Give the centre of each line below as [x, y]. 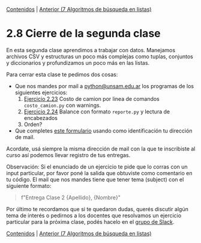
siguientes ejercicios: [41, 92]
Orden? [33, 124]
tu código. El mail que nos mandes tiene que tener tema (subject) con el [95, 179]
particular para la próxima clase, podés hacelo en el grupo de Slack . [90, 221]
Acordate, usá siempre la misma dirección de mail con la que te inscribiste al [101, 148]
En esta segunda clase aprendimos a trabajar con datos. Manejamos [91, 50]
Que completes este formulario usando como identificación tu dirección [103, 130]
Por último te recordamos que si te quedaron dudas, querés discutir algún [97, 209]
